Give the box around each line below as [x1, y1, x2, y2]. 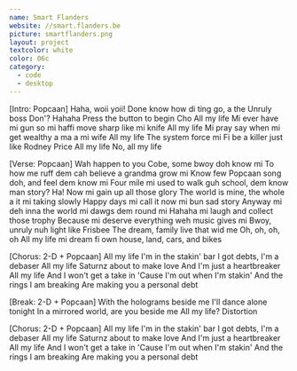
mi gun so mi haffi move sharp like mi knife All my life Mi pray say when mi [9, 122, 281, 133]
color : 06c [9, 54, 50, 63]
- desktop [17, 79, 53, 88]
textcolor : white [9, 46, 74, 55]
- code [17, 71, 42, 80]
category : [9, 63, 46, 72]
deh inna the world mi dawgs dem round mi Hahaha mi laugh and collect [9, 205, 273, 216]
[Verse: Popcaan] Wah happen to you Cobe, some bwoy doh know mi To [9, 158, 275, 169]
